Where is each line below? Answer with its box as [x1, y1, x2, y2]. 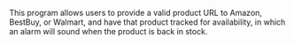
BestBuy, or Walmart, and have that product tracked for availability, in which [9, 17, 286, 27]
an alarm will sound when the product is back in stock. [9, 26, 208, 36]
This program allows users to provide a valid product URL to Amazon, [9, 8, 263, 18]
